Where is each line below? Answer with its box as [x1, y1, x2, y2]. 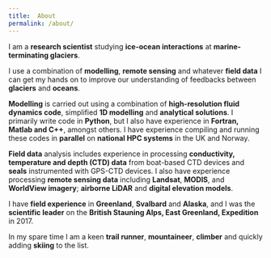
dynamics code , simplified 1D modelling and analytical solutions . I [8, 107, 234, 117]
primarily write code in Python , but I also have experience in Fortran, [8, 116, 239, 125]
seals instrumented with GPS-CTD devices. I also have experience [8, 166, 231, 176]
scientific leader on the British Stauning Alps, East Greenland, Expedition [8, 207, 259, 217]
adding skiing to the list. [8, 240, 89, 250]
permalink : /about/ [8, 19, 74, 27]
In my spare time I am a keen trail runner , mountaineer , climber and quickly [8, 231, 263, 241]
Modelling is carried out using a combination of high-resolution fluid [8, 99, 240, 108]
